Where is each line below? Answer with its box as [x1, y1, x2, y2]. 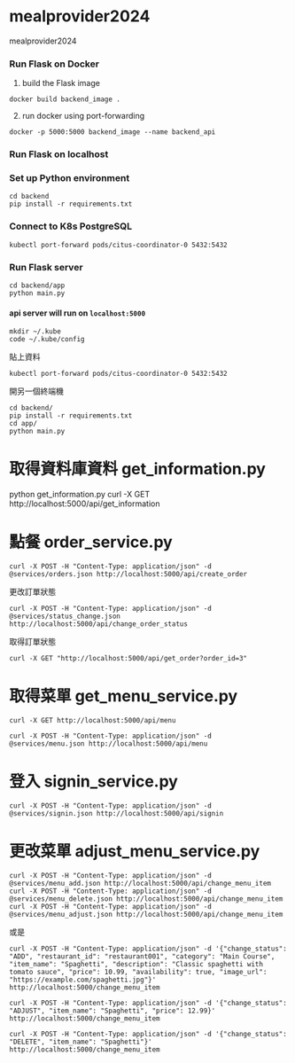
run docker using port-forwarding [21, 111, 145, 121]
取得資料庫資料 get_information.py [9, 459, 266, 480]
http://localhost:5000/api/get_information [9, 498, 160, 509]
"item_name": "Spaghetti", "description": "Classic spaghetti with [9, 959, 264, 968]
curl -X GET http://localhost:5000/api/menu [9, 716, 176, 725]
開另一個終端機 [9, 386, 64, 396]
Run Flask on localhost [9, 148, 109, 160]
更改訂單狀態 [9, 587, 56, 598]
